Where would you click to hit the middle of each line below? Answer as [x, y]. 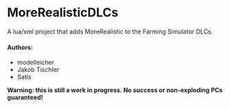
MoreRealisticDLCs [63, 13]
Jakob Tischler [38, 70]
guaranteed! [25, 98]
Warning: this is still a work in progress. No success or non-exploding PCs [115, 90]
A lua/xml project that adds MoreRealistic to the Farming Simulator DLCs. [110, 31]
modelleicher [36, 62]
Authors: [20, 47]
